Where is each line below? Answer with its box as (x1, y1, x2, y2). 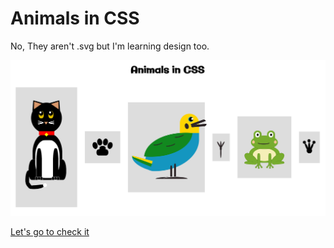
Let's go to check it (10, 226, 90, 238)
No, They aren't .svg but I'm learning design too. (10, 40, 210, 52)
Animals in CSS (10, 7, 140, 30)
